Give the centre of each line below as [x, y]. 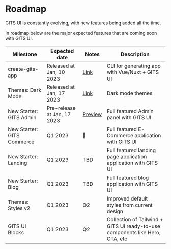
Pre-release [61, 108]
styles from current [130, 205]
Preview [92, 114]
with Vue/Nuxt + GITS [133, 72]
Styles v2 [19, 208]
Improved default [127, 198]
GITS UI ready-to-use [133, 226]
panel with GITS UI [129, 117]
